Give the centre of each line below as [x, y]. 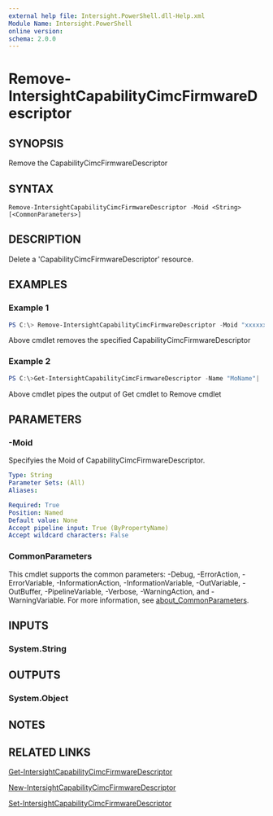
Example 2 [30, 362]
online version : [36, 31]
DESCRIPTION [45, 240]
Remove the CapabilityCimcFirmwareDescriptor [88, 163]
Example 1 [29, 308]
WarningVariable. [37, 600]
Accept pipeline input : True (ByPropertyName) [89, 528]
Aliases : [23, 491]
